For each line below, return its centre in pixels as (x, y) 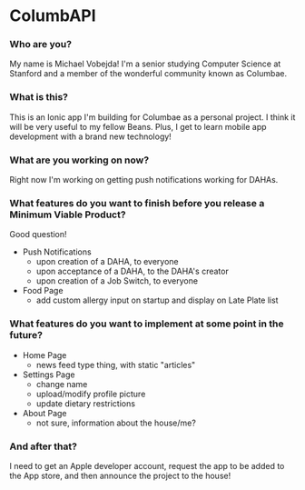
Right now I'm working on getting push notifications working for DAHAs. (144, 180)
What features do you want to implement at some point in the (147, 324)
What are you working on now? (79, 160)
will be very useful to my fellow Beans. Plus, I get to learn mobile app (138, 126)
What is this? (39, 97)
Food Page (43, 291)
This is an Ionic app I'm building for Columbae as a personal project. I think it (152, 117)
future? (26, 335)
